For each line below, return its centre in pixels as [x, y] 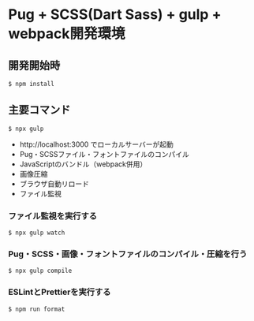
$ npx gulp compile [40, 271]
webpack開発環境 [67, 34]
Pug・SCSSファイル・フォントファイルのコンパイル [104, 154]
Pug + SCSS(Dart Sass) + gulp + [115, 15]
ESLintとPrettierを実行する [60, 292]
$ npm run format [37, 309]
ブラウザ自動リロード [54, 184]
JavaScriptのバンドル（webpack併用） [83, 164]
